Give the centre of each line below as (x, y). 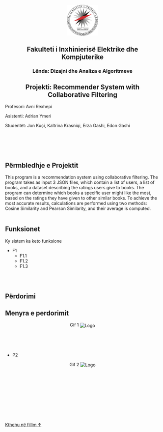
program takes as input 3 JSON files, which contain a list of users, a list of (80, 182)
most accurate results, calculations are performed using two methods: (76, 203)
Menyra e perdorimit (37, 313)
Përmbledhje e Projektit (42, 165)
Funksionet (23, 229)
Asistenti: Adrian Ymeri (28, 116)
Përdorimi (20, 297)
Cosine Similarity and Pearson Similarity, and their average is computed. (78, 208)
